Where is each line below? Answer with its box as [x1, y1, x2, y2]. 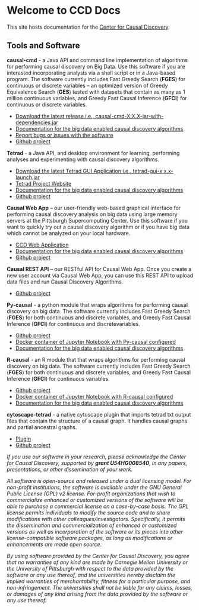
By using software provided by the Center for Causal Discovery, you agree [7, 552, 189, 559]
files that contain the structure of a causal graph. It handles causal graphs [7, 417, 188, 424]
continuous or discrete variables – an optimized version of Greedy [7, 82, 168, 89]
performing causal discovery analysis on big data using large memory [7, 210, 178, 218]
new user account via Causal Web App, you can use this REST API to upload [7, 272, 194, 279]
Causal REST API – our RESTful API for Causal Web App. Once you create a [7, 265, 192, 272]
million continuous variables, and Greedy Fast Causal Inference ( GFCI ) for [7, 94, 188, 101]
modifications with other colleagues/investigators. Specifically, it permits [7, 515, 186, 522]
